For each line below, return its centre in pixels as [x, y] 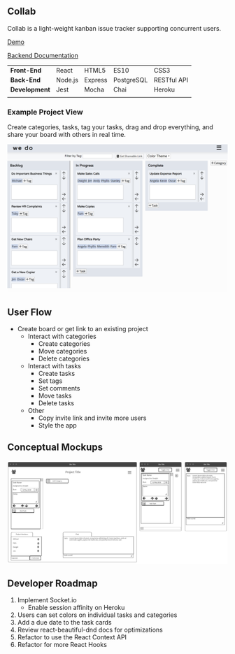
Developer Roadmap [52, 583]
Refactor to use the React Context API [72, 637]
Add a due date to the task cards [64, 623]
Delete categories [64, 358]
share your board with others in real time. [66, 135]
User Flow [30, 312]
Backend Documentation [43, 55]
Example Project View [45, 112]
